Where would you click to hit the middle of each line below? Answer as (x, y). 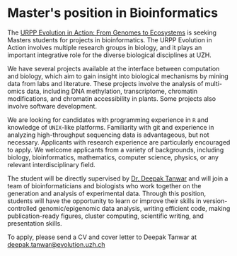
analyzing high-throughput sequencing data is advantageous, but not (108, 135)
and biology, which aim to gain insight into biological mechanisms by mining (118, 76)
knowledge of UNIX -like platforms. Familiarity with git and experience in (111, 127)
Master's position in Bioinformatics (112, 13)
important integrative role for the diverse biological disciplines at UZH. (110, 55)
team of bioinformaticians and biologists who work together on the (104, 185)
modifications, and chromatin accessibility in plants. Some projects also (112, 98)
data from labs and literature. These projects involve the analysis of (105, 83)
